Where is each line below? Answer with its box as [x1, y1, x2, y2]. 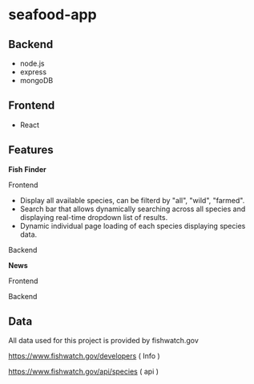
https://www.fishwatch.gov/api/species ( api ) [8, 366, 159, 377]
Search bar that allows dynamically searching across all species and [19, 204, 246, 214]
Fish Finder [8, 164, 46, 174]
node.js [19, 58, 46, 68]
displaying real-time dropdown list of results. [19, 212, 168, 222]
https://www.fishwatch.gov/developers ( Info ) [8, 351, 160, 361]
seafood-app [8, 6, 98, 24]
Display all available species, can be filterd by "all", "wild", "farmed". [19, 195, 245, 205]
